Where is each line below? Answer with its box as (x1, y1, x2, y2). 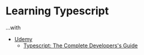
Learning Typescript (5, 4, 109, 18)
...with (5, 24, 21, 31)
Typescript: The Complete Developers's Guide (23, 42, 138, 49)
